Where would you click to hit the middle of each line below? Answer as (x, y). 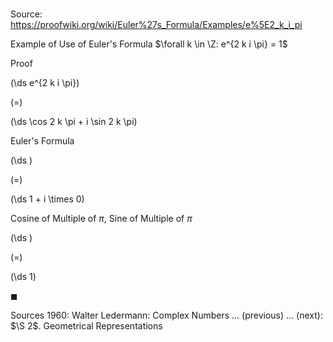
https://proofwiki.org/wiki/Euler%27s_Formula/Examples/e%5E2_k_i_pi (156, 25)
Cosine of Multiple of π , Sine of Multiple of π (101, 219)
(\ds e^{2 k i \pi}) (45, 83)
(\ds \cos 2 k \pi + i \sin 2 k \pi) (74, 122)
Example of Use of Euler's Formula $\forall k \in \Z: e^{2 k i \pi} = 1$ (149, 44)
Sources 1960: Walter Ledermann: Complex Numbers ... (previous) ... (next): (166, 315)
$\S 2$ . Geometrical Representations (86, 326)
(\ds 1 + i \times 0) (47, 199)
